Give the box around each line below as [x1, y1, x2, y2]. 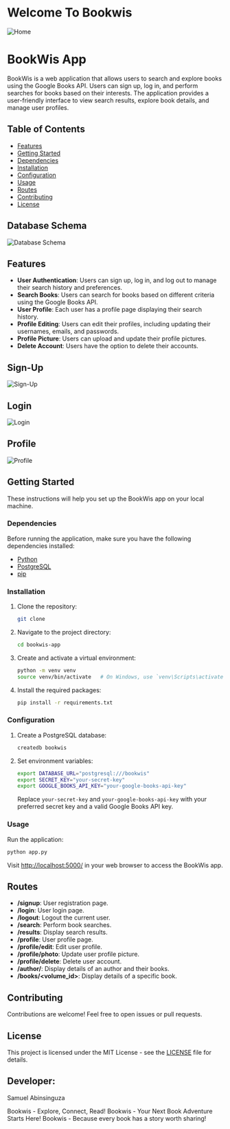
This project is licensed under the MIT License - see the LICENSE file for [7, 1048, 211, 1056]
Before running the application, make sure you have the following [7, 534, 192, 543]
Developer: [7, 1075, 56, 1087]
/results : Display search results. [16, 928, 108, 937]
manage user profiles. [7, 103, 69, 111]
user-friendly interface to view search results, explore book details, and [7, 96, 209, 104]
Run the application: [7, 835, 64, 843]
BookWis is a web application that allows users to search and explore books [7, 74, 222, 82]
